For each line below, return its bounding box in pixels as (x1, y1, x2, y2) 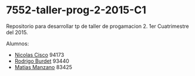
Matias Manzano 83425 (14, 63, 72, 70)
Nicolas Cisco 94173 (14, 51, 65, 58)
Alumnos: (6, 40, 29, 47)
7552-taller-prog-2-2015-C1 (6, 3, 147, 17)
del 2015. (6, 28, 28, 35)
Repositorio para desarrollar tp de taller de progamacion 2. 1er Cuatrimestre (6, 23, 189, 30)
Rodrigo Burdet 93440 (14, 57, 69, 64)
